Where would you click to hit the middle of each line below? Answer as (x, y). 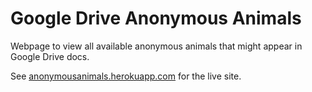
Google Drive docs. (50, 56)
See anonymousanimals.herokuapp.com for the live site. (126, 76)
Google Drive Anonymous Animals (156, 18)
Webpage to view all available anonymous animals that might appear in (156, 46)
